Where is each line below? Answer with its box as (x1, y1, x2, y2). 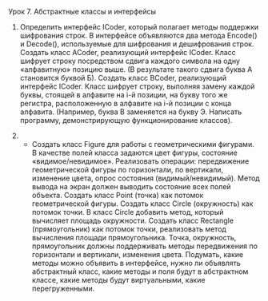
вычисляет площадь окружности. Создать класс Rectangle (31, 216, 234, 225)
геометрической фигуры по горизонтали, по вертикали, (31, 165, 224, 174)
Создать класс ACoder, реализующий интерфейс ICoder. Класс (19, 48, 236, 57)
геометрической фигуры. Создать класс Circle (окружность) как (31, 199, 254, 208)
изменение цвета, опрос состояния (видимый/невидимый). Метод (31, 173, 260, 183)
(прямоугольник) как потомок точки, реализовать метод (31, 224, 226, 234)
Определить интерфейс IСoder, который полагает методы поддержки (19, 22, 259, 31)
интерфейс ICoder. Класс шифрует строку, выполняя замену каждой (19, 81, 255, 91)
